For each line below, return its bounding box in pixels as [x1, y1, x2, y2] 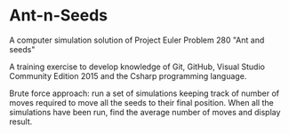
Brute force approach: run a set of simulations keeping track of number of [9, 88, 280, 99]
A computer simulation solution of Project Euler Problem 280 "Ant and [9, 35, 265, 45]
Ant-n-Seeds [9, 5, 108, 26]
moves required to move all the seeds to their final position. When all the [9, 97, 274, 107]
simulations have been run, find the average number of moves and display [9, 106, 281, 117]
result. [9, 116, 33, 127]
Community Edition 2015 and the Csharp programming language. [9, 70, 247, 81]
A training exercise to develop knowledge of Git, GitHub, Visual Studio [9, 61, 265, 72]
